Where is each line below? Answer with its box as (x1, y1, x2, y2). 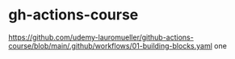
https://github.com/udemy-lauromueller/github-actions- (8, 32, 194, 42)
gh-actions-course (8, 6, 139, 24)
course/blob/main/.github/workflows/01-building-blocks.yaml (8, 40, 212, 50)
